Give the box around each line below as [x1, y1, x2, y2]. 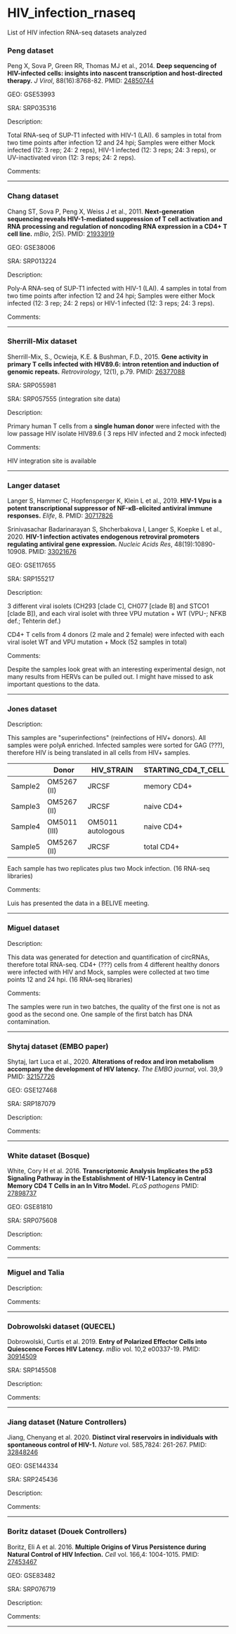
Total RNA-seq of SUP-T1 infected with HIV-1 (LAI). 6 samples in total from [7, 131, 222, 140]
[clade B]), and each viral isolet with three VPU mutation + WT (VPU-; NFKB [7, 610, 227, 618]
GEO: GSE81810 [7, 1203, 53, 1211]
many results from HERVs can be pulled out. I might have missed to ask [7, 673, 214, 681]
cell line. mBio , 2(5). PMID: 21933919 [7, 230, 114, 238]
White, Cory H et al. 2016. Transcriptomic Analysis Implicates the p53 [7, 1167, 213, 1175]
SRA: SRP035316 [7, 104, 57, 112]
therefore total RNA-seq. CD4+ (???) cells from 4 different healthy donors [7, 960, 220, 968]
